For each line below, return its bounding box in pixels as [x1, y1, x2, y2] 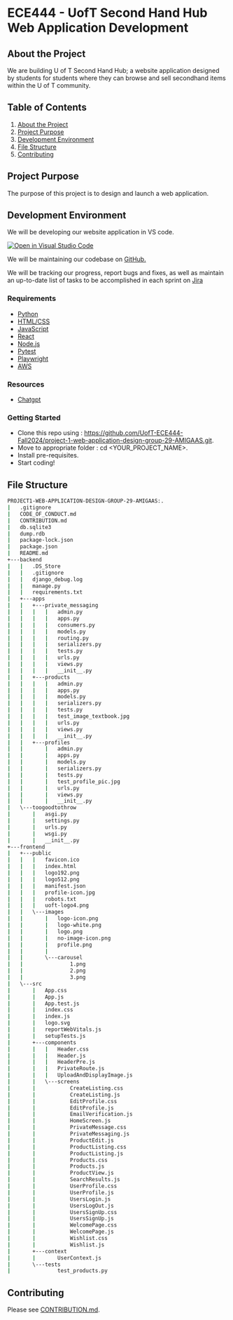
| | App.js [7, 993, 64, 1001]
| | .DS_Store [7, 563, 61, 570]
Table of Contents [7, 102, 87, 114]
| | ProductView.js [7, 1170, 114, 1177]
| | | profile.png [7, 941, 92, 948]
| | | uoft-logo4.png [7, 902, 90, 909]
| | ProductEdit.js [7, 1137, 114, 1144]
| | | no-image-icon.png [7, 935, 111, 942]
